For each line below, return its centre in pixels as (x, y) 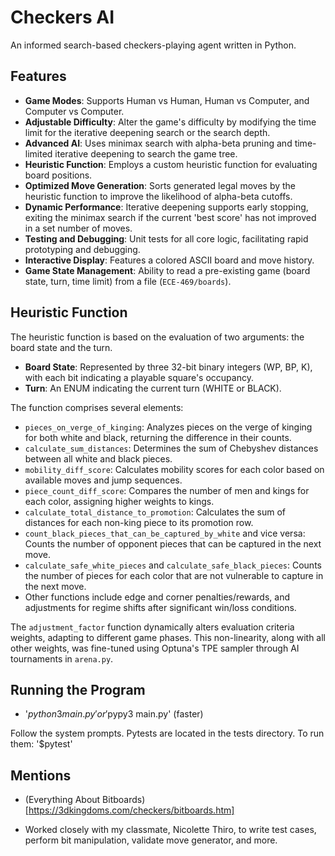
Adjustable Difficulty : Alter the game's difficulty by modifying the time (170, 122)
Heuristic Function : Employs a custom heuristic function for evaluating (171, 164)
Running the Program (78, 689)
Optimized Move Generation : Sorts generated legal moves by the (160, 185)
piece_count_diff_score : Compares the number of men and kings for (167, 490)
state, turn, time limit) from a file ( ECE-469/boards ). (128, 281)
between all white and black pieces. (98, 458)
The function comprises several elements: (97, 407)
